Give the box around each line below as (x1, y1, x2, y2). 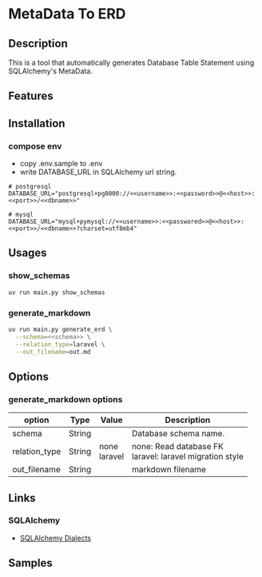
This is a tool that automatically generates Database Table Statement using (8, 58, 255, 67)
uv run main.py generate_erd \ (8, 325, 113, 333)
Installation (8, 117, 65, 130)
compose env (8, 141, 62, 152)
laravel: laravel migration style (131, 451, 244, 462)
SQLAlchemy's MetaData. (8, 66, 93, 76)
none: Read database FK (131, 441, 224, 452)
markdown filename (131, 464, 206, 476)
